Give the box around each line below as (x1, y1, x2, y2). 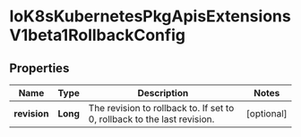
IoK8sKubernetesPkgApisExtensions (9, 6, 291, 27)
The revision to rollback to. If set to (88, 102, 235, 114)
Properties (9, 60, 70, 76)
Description (137, 87, 189, 99)
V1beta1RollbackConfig (9, 25, 186, 45)
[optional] (245, 108, 288, 119)
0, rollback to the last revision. (88, 113, 215, 125)
